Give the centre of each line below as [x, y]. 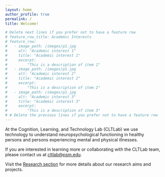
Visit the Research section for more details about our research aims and [78, 164]
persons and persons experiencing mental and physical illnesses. [72, 139]
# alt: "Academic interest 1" [41, 51]
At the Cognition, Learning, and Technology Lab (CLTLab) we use [72, 129]
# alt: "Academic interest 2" [41, 74]
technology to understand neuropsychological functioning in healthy [75, 134]
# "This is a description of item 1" [53, 65]
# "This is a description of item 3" [53, 111]
